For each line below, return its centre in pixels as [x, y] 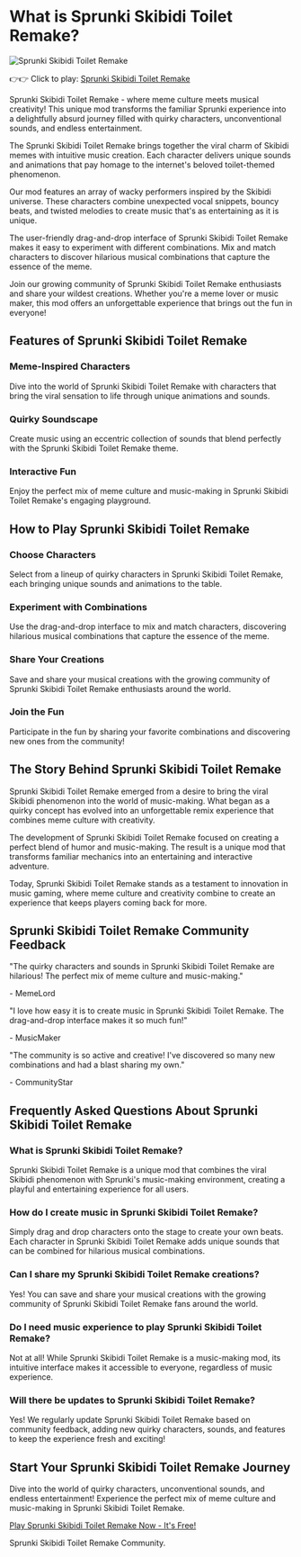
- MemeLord [32, 994]
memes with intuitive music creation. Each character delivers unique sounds [150, 155]
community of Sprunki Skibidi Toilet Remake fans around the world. [134, 1303]
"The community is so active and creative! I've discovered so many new [142, 1056]
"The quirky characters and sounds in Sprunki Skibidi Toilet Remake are [142, 967]
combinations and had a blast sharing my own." [97, 1065]
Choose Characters [53, 554]
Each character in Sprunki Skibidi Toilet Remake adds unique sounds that [145, 1242]
